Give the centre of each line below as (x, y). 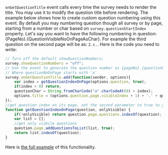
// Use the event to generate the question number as (62, 68)
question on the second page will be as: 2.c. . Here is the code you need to (82, 44)
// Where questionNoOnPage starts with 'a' (51, 73)
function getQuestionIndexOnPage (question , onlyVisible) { (68, 110)
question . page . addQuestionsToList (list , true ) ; (64, 128)
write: (11, 50)
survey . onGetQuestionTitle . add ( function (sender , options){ (68, 77)
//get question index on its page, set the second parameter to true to (82, 105)
